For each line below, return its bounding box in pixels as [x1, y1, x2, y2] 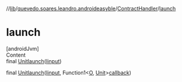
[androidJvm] [6, 45, 40, 52]
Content [6, 51, 26, 58]
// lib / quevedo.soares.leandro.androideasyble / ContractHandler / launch [6, 5, 176, 12]
